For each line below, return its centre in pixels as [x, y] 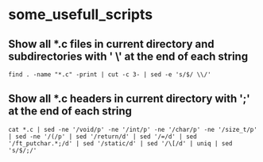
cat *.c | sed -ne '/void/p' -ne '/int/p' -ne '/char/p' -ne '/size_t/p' [133, 129]
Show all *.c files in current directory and [111, 44]
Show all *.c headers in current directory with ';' [129, 99]
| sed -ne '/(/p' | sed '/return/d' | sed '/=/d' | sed [102, 137]
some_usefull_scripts [81, 15]
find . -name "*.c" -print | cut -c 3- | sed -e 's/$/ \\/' [110, 75]
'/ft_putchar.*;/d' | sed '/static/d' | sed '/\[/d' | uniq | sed [120, 143]
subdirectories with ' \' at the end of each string [128, 56]
